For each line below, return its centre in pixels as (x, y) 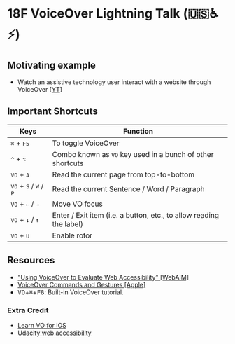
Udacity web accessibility (55, 333)
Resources (31, 260)
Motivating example (52, 65)
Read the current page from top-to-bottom (123, 174)
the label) (68, 223)
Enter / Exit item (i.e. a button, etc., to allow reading (135, 215)
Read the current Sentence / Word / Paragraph (128, 189)
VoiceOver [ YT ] (40, 89)
